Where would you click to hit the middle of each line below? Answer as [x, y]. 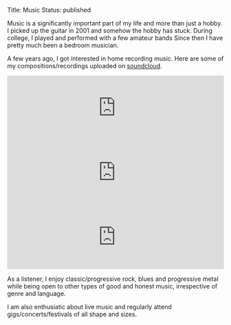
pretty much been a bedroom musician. [63, 45]
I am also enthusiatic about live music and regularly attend [89, 307]
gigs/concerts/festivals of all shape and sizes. [72, 314]
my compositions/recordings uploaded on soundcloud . [85, 66]
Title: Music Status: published [49, 10]
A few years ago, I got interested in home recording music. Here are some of [115, 59]
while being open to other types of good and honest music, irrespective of [112, 286]
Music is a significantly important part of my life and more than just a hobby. [115, 23]
